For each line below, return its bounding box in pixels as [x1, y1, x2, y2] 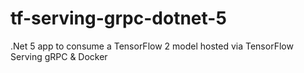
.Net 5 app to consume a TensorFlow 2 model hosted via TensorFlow [10, 40, 294, 52]
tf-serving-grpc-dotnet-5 [10, 7, 227, 30]
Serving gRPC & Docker [10, 50, 108, 62]
